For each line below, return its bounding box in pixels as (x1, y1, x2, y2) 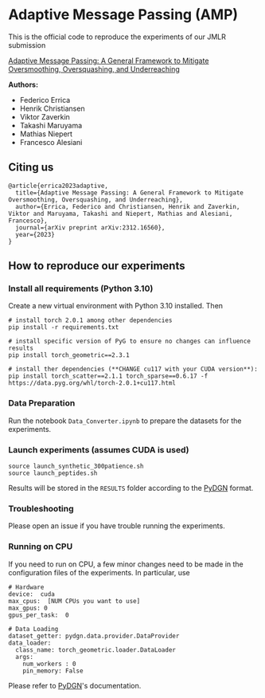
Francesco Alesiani (19, 137, 83, 147)
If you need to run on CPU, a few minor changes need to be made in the (8, 559, 244, 569)
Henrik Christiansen (19, 104, 85, 113)
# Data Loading (8, 625, 59, 633)
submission (8, 40, 46, 49)
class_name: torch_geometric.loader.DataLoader (15, 645, 177, 654)
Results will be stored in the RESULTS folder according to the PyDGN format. (8, 484, 254, 493)
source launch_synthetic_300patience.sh (8, 462, 145, 471)
